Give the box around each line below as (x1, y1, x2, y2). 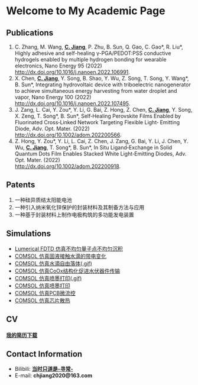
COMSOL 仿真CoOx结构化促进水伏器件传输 (14, 267, 120, 274)
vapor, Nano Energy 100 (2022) (14, 93, 92, 101)
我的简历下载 (6, 331, 37, 338)
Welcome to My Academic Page (6, 4, 165, 18)
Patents (6, 180, 35, 190)
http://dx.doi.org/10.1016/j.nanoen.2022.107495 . (14, 100, 131, 107)
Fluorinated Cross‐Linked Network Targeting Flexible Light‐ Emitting (14, 119, 180, 125)
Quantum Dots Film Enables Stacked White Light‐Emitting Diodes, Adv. (14, 150, 187, 157)
